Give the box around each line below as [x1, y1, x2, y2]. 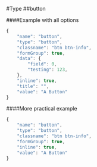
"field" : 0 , [27, 61, 58, 67]
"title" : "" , [17, 83, 49, 89]
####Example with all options [6, 17, 79, 23]
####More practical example [6, 105, 77, 112]
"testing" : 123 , [27, 67, 68, 73]
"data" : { [17, 56, 42, 62]
